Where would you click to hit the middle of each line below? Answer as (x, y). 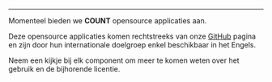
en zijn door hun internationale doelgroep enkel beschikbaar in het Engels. (132, 45)
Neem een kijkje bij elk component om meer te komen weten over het (124, 60)
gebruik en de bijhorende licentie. (64, 69)
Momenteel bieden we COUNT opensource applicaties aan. (108, 20)
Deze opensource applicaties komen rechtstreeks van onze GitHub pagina (132, 36)
